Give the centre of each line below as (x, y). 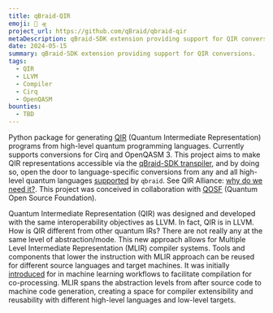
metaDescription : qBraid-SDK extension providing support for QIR (123, 39)
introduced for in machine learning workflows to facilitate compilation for (130, 274)
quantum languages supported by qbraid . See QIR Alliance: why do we (144, 180)
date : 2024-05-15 (38, 46)
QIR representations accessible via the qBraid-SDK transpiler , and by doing (134, 163)
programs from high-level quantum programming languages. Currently (126, 146)
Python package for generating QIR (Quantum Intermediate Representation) (135, 137)
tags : (17, 62)
